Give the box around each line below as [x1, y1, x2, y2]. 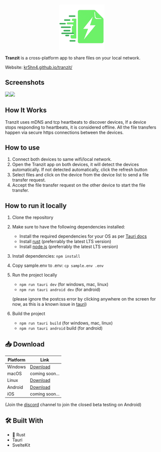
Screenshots [5, 78, 45, 87]
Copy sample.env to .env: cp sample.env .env [12, 263, 104, 268]
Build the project [12, 311, 45, 317]
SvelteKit [12, 442, 31, 448]
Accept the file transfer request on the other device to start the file [12, 182, 146, 188]
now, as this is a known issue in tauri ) [12, 301, 87, 307]
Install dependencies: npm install [12, 253, 80, 259]
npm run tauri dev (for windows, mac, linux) [19, 282, 108, 287]
